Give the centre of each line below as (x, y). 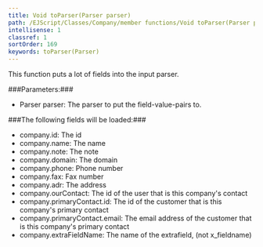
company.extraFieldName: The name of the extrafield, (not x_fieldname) (135, 235)
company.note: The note (59, 151)
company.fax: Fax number (61, 176)
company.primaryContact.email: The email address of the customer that (135, 218)
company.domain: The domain (68, 160)
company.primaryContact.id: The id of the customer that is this (121, 202)
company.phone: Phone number (71, 168)
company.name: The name (62, 143)
